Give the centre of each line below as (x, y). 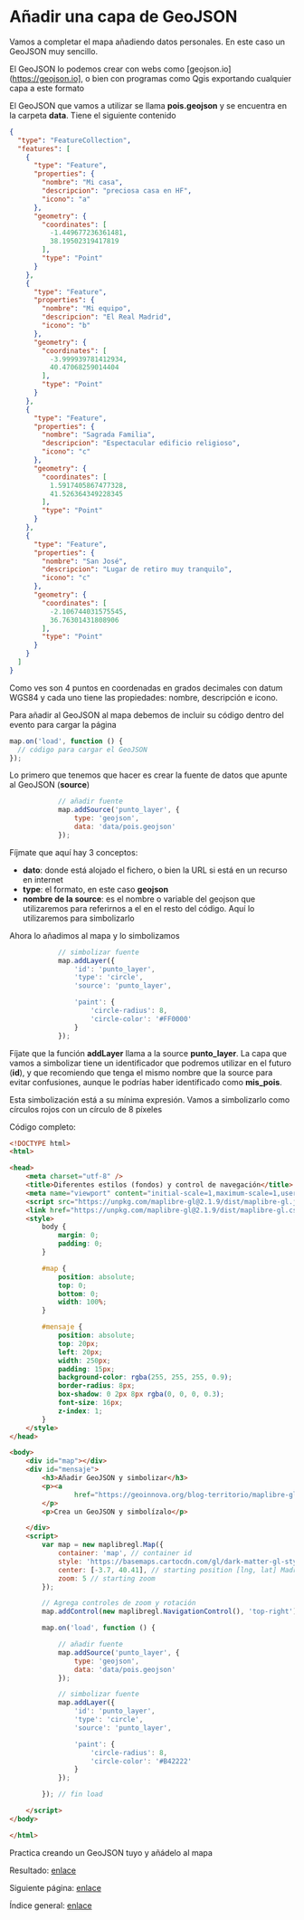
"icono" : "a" (66, 199)
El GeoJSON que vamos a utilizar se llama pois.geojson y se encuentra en (148, 105)
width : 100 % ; (82, 1302)
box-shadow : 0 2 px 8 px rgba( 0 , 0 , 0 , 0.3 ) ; (141, 1395)
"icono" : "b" (66, 326)
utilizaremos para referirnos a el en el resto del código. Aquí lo (138, 908)
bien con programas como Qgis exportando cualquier (192, 78)
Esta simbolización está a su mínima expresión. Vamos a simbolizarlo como (150, 1099)
